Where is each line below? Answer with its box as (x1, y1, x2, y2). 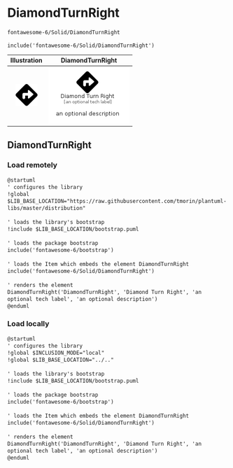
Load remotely (7, 159, 58, 169)
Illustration (10, 56, 43, 64)
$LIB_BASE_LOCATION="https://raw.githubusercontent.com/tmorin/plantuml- (7, 197, 227, 204)
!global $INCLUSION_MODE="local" (7, 350, 105, 357)
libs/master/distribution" (7, 204, 86, 211)
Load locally (7, 318, 50, 328)
